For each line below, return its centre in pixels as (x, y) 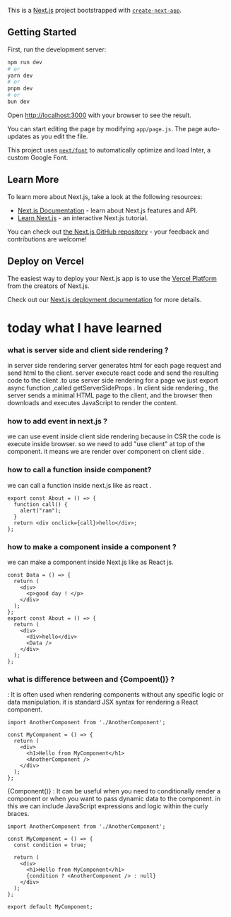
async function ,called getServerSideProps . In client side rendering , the (113, 388)
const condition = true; (50, 845)
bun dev (19, 102)
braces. (18, 814)
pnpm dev (20, 89)
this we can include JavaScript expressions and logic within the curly (108, 806)
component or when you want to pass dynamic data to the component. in (114, 799)
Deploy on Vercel (46, 262)
